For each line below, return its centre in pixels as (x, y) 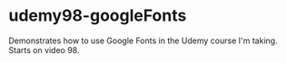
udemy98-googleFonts (98, 16)
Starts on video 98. (44, 49)
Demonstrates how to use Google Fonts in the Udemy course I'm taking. (143, 40)
